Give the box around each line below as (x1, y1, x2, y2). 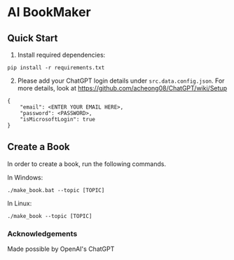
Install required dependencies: (17, 50, 106, 59)
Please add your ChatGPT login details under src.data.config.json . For (17, 76, 225, 85)
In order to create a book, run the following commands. (7, 159, 167, 168)
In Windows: (7, 173, 43, 182)
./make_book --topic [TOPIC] (7, 212, 92, 219)
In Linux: (7, 199, 32, 207)
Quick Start (7, 32, 58, 44)
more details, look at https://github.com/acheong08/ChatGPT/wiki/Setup (17, 84, 228, 92)
